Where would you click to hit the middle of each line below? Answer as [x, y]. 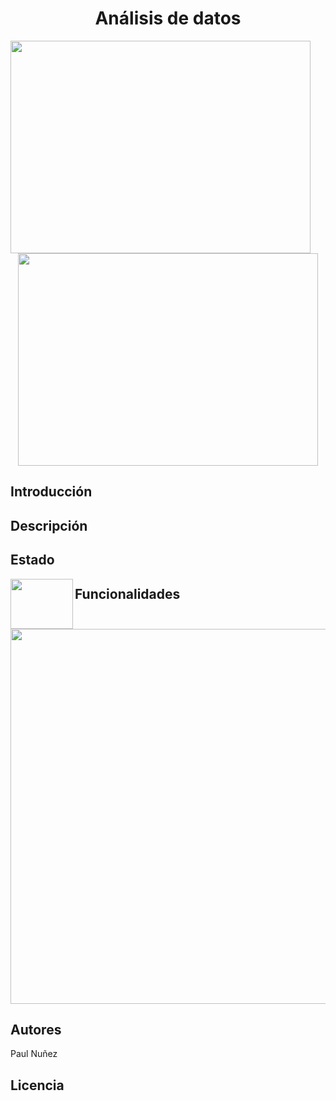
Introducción [51, 492]
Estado [32, 560]
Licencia [37, 1085]
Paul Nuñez [34, 1054]
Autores [36, 1029]
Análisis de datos [168, 18]
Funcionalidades [127, 593]
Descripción [49, 525]
